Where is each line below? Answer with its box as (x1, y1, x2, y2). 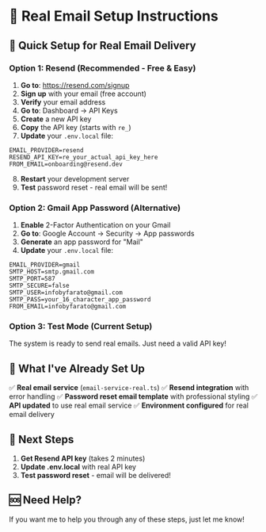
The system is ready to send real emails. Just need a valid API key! (9, 339, 226, 348)
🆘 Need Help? (9, 493, 82, 507)
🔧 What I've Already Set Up (9, 362, 146, 375)
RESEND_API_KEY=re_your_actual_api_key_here (9, 153, 158, 161)
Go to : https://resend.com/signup (20, 80, 130, 90)
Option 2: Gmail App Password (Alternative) (9, 202, 181, 213)
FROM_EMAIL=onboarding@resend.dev (9, 160, 123, 168)
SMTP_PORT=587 (9, 275, 56, 283)
